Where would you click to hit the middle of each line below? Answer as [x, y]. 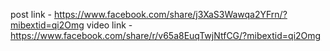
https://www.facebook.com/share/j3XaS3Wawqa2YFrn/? [170, 14]
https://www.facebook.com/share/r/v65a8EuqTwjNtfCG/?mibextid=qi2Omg [166, 35]
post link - [31, 14]
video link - [109, 25]
